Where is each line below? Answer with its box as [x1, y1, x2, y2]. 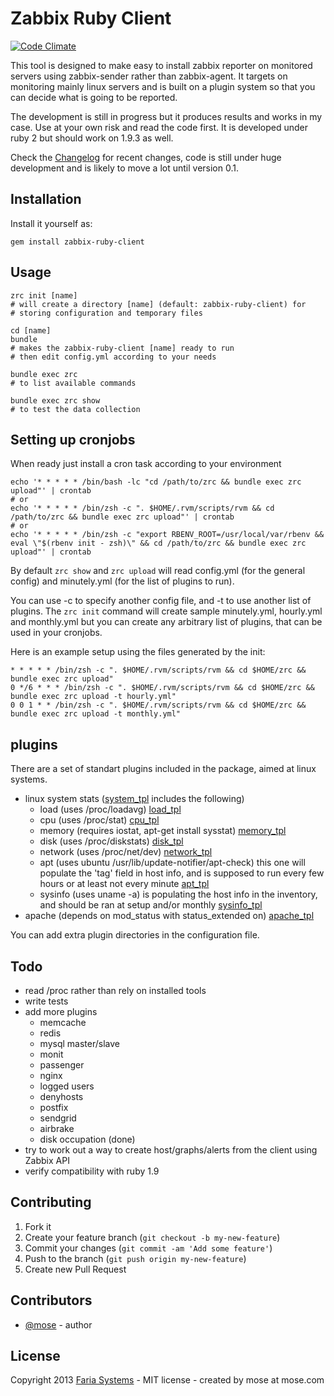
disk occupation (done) [39, 1133, 136, 1145]
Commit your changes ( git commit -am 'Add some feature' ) [24, 1242, 273, 1254]
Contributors [10, 1292, 93, 1309]
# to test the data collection [10, 404, 141, 414]
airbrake [39, 1123, 75, 1134]
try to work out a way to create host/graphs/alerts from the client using [24, 1144, 318, 1156]
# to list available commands [10, 378, 137, 388]
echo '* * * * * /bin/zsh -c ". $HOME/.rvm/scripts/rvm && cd [10, 503, 275, 514]
